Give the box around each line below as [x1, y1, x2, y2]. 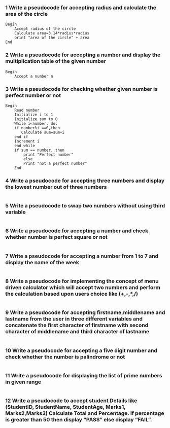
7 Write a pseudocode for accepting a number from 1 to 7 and [5, 253, 159, 260]
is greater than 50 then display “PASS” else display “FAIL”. [5, 416, 152, 423]
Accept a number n [14, 74, 53, 79]
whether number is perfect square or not [5, 234, 108, 241]
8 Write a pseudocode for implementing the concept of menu [5, 278, 159, 284]
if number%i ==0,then [14, 125, 60, 130]
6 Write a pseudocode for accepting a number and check [5, 227, 149, 234]
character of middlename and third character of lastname [5, 328, 150, 335]
